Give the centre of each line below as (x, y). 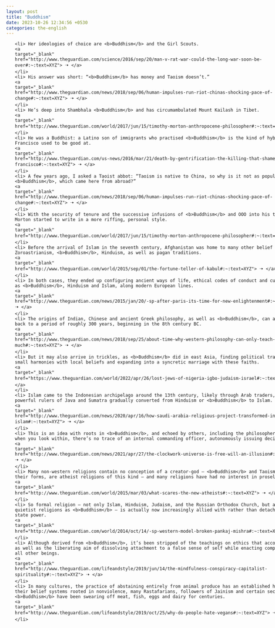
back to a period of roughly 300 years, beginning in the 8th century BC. (108, 324)
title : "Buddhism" (28, 17)
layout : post (22, 11)
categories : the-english (36, 28)
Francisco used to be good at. (53, 143)
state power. (31, 515)
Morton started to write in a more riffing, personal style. (91, 220)
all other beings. (37, 553)
